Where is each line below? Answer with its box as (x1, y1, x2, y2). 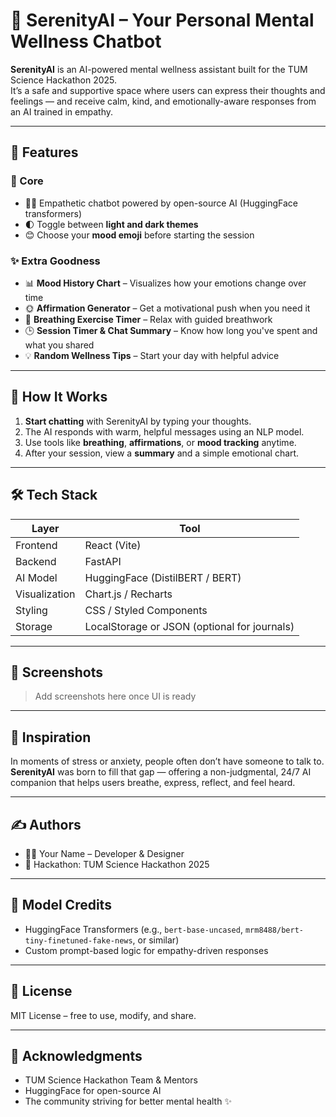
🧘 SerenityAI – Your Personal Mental (10, 9, 315, 32)
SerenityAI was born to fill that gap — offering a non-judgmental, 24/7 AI (10, 766, 312, 778)
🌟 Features (10, 144, 79, 161)
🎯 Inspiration (10, 729, 92, 746)
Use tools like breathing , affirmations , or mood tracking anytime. (24, 436, 297, 448)
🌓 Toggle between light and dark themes (24, 218, 199, 230)
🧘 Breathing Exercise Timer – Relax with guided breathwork (24, 313, 273, 325)
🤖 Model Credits (10, 897, 112, 914)
